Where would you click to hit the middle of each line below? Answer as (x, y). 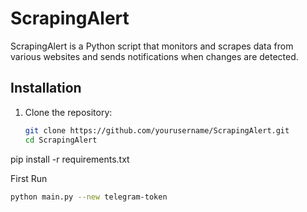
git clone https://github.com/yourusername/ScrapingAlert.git (157, 130)
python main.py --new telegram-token (89, 197)
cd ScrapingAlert (61, 140)
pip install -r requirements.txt (70, 159)
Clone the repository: (68, 112)
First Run (29, 178)
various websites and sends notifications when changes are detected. (154, 56)
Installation (46, 88)
